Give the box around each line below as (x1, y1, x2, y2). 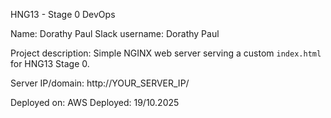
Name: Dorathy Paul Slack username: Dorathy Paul (10, 28, 220, 39)
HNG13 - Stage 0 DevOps (10, 9, 116, 20)
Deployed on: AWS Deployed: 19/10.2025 (10, 97, 180, 108)
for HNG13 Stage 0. (10, 58, 90, 69)
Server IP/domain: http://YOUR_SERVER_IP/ (10, 77, 190, 89)
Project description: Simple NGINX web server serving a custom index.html (10, 47, 322, 59)
